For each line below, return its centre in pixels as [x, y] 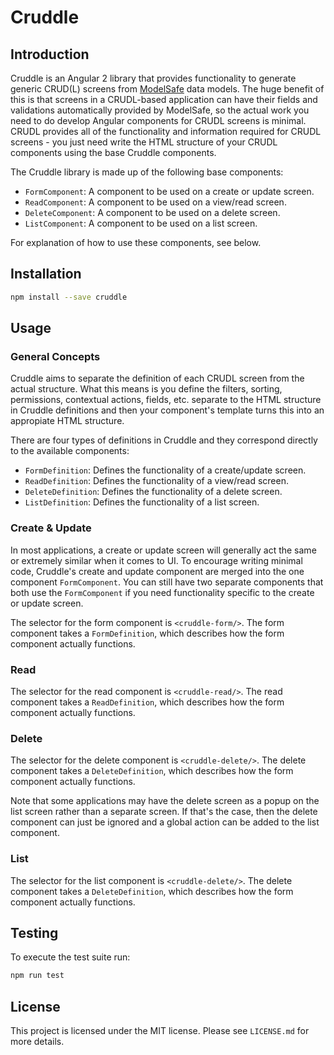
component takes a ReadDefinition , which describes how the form [147, 702]
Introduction [50, 54]
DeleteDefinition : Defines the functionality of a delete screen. [153, 492]
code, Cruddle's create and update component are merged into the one [157, 571]
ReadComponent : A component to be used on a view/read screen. [155, 202]
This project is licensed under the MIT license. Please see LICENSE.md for [160, 1031]
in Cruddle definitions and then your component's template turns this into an [167, 410]
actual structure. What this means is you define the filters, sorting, [146, 389]
